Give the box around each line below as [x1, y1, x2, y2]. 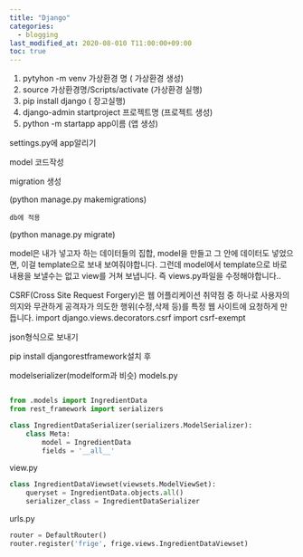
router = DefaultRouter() [9, 531, 107, 540]
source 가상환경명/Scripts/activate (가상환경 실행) [22, 84, 204, 95]
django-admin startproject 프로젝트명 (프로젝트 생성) [22, 107, 213, 118]
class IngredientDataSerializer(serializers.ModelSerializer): [9, 420, 253, 430]
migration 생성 [9, 176, 62, 187]
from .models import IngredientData [9, 396, 147, 406]
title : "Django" [9, 13, 71, 23]
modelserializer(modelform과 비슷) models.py [9, 370, 178, 381]
